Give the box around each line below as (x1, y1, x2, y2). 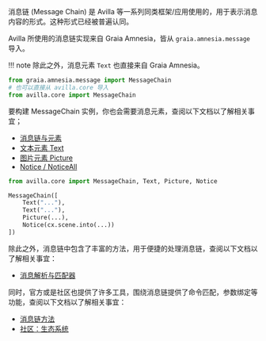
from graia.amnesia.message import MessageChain (8, 76, 172, 84)
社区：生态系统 (19, 324, 69, 333)
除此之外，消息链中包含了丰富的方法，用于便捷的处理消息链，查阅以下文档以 (8, 243, 258, 253)
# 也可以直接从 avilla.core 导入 (8, 83, 109, 91)
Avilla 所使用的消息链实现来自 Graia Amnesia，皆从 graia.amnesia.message (8, 34, 251, 43)
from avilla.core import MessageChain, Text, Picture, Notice (8, 177, 218, 185)
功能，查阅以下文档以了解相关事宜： (8, 297, 127, 307)
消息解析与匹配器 (19, 270, 76, 280)
